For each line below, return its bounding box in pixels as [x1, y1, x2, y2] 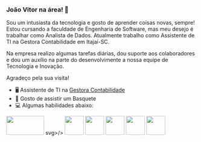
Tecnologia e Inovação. [6, 63, 65, 70]
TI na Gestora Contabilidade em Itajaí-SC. [6, 39, 110, 46]
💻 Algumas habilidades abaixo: [14, 102, 94, 109]
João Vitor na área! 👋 [6, 5, 69, 14]
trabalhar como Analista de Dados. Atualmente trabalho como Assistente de [6, 32, 195, 39]
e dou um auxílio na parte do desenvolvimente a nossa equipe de [6, 57, 168, 64]
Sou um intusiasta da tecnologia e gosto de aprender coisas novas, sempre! [6, 19, 195, 26]
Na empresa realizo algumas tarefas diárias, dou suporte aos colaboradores [6, 50, 195, 57]
